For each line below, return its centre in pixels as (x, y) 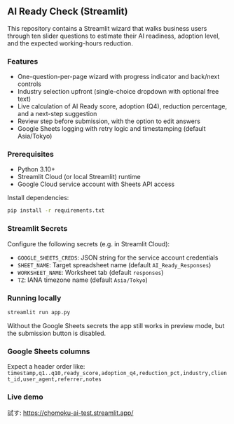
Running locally (34, 298)
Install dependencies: (38, 198)
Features (23, 61)
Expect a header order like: (46, 367)
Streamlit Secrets (37, 229)
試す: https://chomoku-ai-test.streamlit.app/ (70, 413)
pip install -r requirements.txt (56, 211)
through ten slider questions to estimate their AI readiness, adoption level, (114, 36)
